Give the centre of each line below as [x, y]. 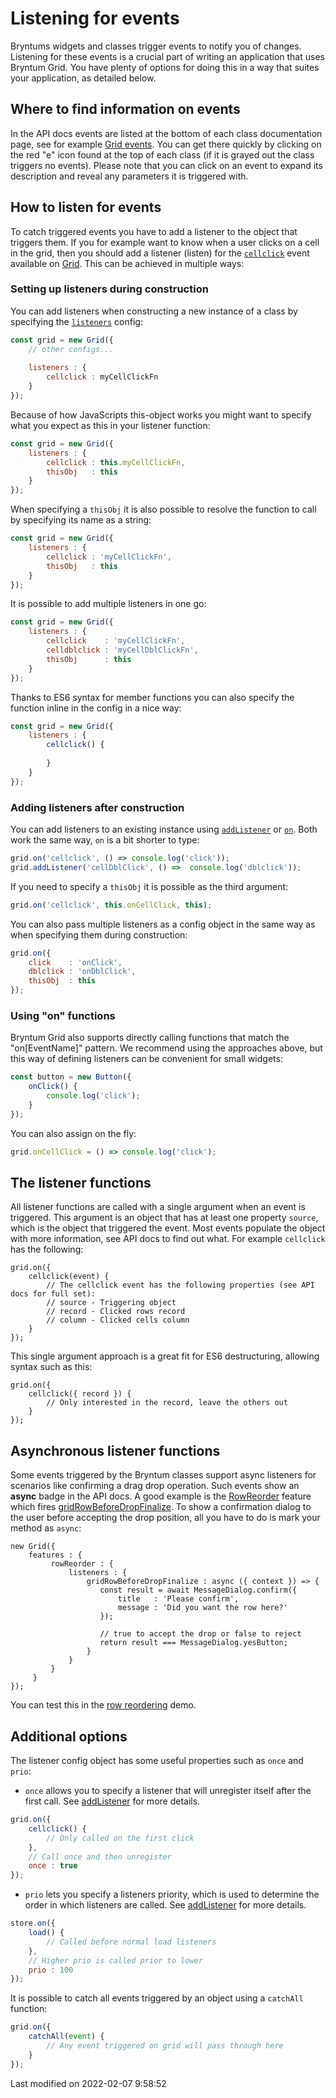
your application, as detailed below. [83, 78]
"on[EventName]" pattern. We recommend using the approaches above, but [166, 1048]
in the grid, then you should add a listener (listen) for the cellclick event [160, 253]
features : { [55, 1555]
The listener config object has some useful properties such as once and [157, 1761]
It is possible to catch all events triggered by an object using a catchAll [157, 1998]
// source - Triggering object [111, 1303]
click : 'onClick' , [75, 962]
